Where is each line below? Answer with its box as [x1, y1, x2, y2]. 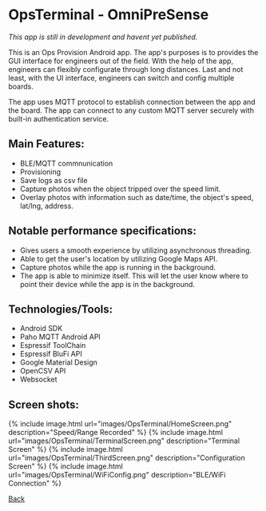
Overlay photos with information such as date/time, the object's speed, [19, 192, 254, 202]
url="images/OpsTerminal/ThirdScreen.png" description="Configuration [8, 453, 245, 463]
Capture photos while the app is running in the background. [19, 262, 216, 272]
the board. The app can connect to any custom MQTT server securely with [8, 106, 254, 115]
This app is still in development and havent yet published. [8, 32, 198, 42]
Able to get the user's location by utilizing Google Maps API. [19, 254, 218, 263]
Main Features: [8, 138, 85, 151]
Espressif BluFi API [19, 349, 82, 359]
